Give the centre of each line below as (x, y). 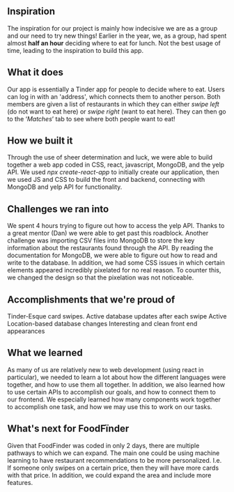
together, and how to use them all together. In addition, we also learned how (116, 384)
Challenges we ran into (58, 209)
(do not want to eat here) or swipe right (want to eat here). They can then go (117, 112)
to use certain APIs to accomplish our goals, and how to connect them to (111, 392)
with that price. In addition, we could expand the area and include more (109, 475)
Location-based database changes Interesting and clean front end (102, 324)
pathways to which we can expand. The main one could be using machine (114, 453)
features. (20, 482)
